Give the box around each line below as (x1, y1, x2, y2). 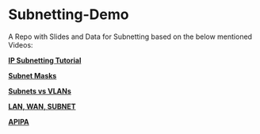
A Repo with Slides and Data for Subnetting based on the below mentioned (8, 32, 252, 41)
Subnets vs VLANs (8, 86, 71, 96)
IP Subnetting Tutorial (8, 56, 82, 65)
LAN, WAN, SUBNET (8, 101, 77, 111)
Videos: (8, 40, 33, 49)
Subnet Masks (8, 71, 57, 80)
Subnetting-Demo (8, 6, 129, 24)
